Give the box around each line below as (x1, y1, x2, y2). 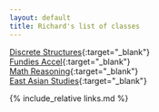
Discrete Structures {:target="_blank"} (9, 46, 150, 57)
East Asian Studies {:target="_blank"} (9, 75, 147, 86)
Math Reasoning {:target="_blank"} (9, 65, 139, 77)
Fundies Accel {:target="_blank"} (9, 56, 131, 67)
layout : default (9, 13, 71, 23)
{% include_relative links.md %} (9, 92, 129, 104)
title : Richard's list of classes (9, 22, 141, 31)
